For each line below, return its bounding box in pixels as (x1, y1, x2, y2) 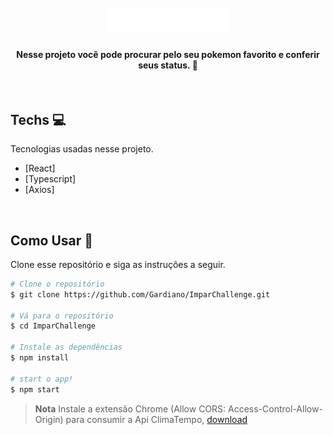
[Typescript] (24, 173, 77, 185)
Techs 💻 (10, 111, 67, 128)
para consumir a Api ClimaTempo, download (65, 413, 248, 425)
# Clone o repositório (10, 279, 105, 289)
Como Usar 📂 (10, 232, 94, 249)
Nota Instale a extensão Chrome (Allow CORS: (34, 402, 227, 415)
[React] (24, 162, 56, 175)
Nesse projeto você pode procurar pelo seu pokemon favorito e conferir (16, 48, 320, 60)
